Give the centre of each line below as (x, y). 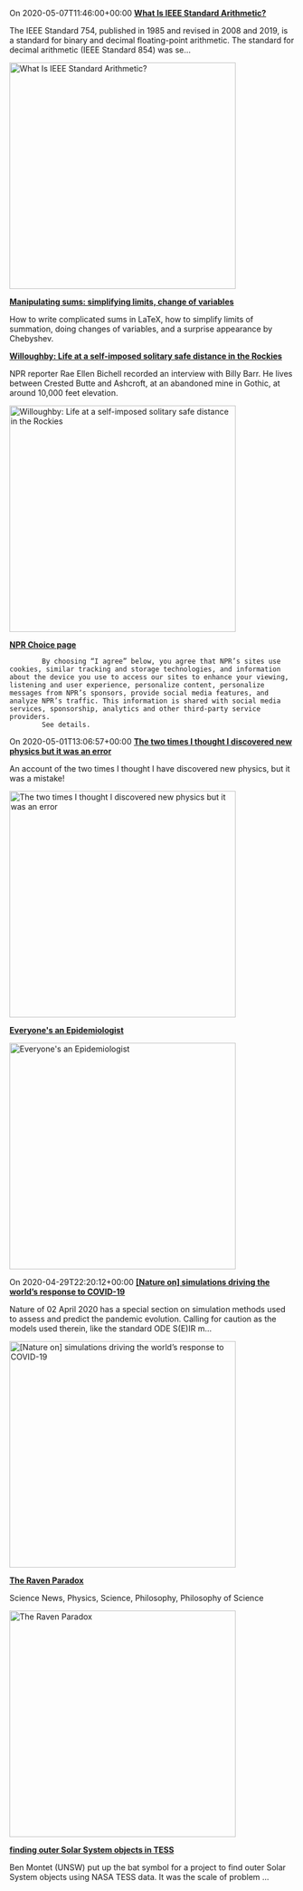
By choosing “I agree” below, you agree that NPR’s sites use (161, 661)
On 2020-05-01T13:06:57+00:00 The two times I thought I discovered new (151, 741)
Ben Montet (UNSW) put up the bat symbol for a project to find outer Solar (148, 1867)
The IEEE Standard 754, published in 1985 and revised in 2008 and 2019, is (149, 30)
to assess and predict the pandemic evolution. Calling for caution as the (143, 1319)
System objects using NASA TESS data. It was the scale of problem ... (139, 1877)
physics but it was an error (61, 751)
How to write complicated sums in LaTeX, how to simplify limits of (132, 319)
